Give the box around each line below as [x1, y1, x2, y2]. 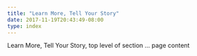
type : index [7, 23, 42, 29]
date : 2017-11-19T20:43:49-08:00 [7, 16, 104, 23]
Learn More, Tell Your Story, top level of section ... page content [7, 42, 190, 50]
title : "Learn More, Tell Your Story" [7, 10, 119, 17]
